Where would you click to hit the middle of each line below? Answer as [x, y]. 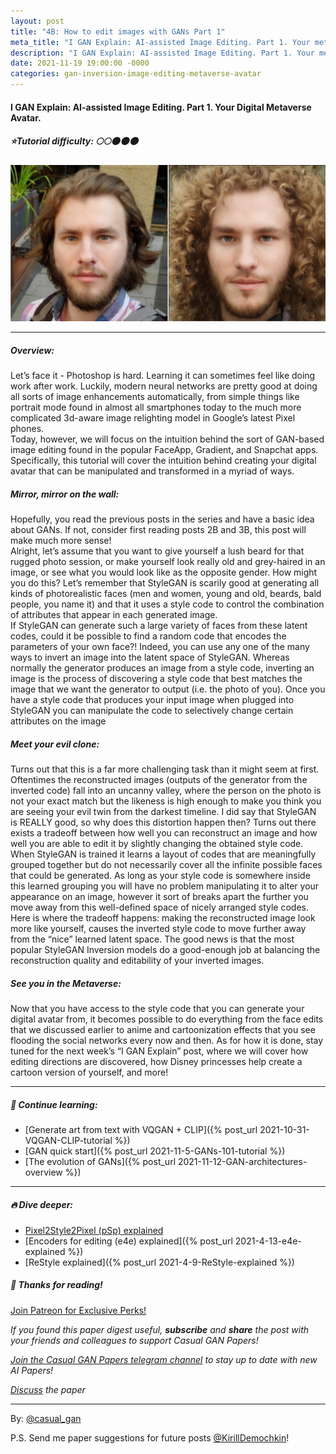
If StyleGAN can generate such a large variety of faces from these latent [159, 626]
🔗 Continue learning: [54, 1104]
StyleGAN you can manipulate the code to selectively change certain [152, 711]
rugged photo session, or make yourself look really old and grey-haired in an [168, 562]
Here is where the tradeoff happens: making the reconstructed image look [163, 917]
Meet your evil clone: [55, 744]
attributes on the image [58, 721]
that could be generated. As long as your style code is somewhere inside [160, 875]
